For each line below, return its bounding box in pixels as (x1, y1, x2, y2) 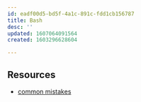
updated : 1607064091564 (7, 30, 78, 37)
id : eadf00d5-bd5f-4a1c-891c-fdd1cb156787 (7, 10, 135, 18)
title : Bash (7, 17, 43, 24)
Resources (7, 68, 56, 81)
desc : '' (7, 23, 33, 30)
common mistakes (17, 87, 72, 96)
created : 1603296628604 (7, 37, 78, 44)
